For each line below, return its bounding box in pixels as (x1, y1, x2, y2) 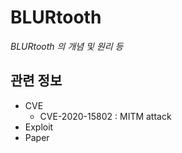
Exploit (24, 121, 54, 133)
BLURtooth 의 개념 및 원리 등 (10, 40, 124, 52)
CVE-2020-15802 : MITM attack (39, 110, 172, 122)
